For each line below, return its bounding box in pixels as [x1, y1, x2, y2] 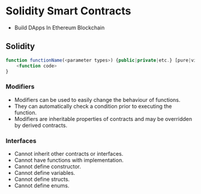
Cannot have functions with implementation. [14, 156, 124, 163]
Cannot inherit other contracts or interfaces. [14, 150, 124, 157]
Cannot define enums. [14, 181, 70, 189]
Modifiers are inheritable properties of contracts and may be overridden [14, 115, 193, 122]
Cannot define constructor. [14, 163, 82, 170]
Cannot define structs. [14, 175, 70, 183]
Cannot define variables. [14, 169, 76, 176]
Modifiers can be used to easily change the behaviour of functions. [14, 96, 181, 103]
